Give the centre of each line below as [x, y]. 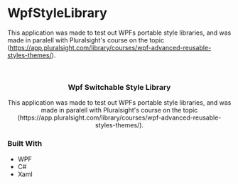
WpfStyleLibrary [58, 13]
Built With [25, 144]
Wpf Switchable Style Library [119, 87]
